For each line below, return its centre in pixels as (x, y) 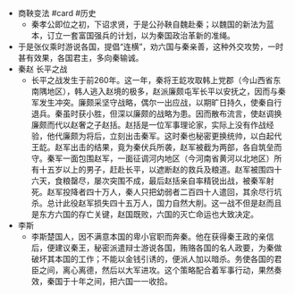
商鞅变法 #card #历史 (57, 13)
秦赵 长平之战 (42, 69)
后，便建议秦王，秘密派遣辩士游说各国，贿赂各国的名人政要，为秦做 (156, 248)
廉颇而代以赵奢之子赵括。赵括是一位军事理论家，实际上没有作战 (148, 125)
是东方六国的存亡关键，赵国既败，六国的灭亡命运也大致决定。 (145, 214)
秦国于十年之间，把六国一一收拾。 (110, 281)
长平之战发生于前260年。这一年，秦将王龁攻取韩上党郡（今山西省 (152, 80)
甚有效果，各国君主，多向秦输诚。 (80, 58)
